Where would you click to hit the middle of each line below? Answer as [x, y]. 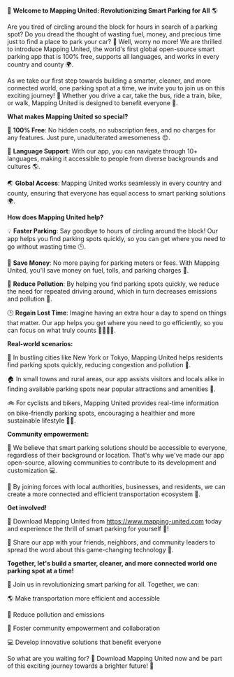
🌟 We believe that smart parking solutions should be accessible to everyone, [117, 447]
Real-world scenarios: [40, 344]
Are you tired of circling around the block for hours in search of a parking [112, 27]
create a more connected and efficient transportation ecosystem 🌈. [104, 494]
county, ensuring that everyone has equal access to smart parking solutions [116, 193]
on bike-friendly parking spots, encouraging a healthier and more [101, 413]
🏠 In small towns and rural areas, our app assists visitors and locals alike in [116, 379]
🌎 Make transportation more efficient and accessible [84, 598]
